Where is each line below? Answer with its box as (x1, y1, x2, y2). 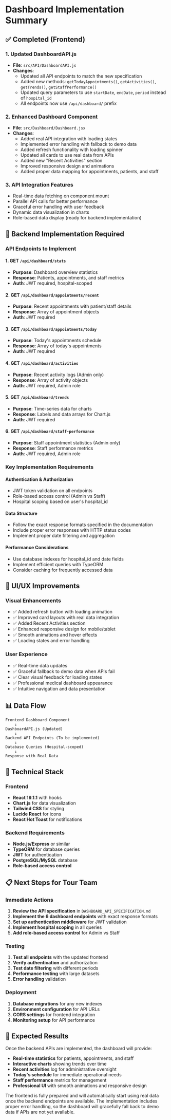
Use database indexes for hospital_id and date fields (12, 556, 124, 562)
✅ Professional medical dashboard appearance (12, 680, 113, 686)
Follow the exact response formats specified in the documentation (12, 521, 153, 528)
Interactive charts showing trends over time (12, 1061, 107, 1067)
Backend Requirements (5, 829, 65, 836)
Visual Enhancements (5, 597, 62, 604)
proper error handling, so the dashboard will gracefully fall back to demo (5, 1104, 159, 1110)
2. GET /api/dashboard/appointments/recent (5, 292, 99, 298)
